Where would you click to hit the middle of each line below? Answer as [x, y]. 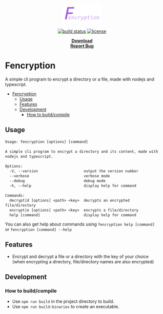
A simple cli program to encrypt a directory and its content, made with [82, 151]
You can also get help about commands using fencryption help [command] [80, 224]
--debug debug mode [58, 181]
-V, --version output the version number [74, 171]
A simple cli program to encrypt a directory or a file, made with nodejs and [80, 79]
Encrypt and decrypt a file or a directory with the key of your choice [80, 256]
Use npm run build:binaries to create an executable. [66, 307]
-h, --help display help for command [73, 186]
